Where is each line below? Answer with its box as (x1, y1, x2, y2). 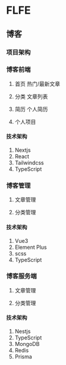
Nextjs (14, 146, 31, 154)
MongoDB (14, 341, 40, 347)
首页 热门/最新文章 (14, 80, 61, 87)
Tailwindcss (14, 159, 44, 166)
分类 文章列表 (14, 93, 48, 100)
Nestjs (14, 328, 31, 335)
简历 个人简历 (14, 105, 48, 113)
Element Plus (14, 244, 47, 251)
